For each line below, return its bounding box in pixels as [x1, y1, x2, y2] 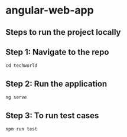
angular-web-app [5, 4, 94, 17]
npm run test [5, 126, 38, 132]
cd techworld [5, 63, 38, 68]
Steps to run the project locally [5, 27, 121, 37]
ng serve [5, 94, 27, 100]
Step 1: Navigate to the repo [5, 47, 109, 57]
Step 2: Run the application [5, 79, 108, 89]
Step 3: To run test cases [5, 110, 99, 120]
